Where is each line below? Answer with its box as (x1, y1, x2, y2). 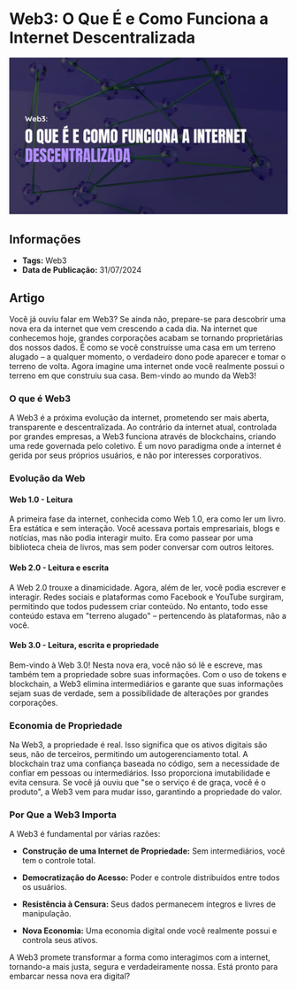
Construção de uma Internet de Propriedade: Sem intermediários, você (21, 846, 286, 856)
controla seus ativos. (21, 935, 99, 946)
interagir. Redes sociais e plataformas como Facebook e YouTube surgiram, (9, 592, 285, 602)
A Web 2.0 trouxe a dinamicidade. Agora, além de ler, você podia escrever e (9, 582, 286, 592)
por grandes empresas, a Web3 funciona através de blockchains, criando (9, 431, 277, 442)
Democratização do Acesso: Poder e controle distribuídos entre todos (21, 872, 280, 883)
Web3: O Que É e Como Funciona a (9, 9, 270, 29)
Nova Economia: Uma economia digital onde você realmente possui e (21, 925, 278, 936)
